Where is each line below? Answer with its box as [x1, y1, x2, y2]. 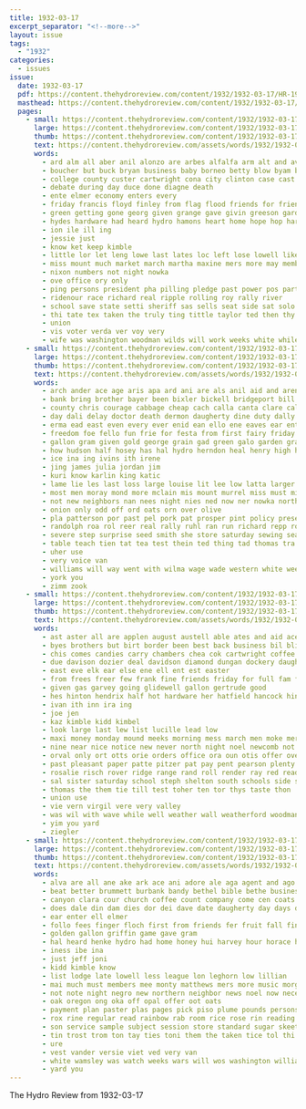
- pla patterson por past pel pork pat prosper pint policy [42, 513, 275, 523]
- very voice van [42, 555, 107, 565]
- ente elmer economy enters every [42, 192, 178, 201]
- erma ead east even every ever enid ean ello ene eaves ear [42, 420, 283, 430]
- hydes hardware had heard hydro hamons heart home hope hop [42, 216, 283, 226]
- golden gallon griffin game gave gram [42, 929, 198, 938]
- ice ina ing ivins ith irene [42, 454, 161, 463]
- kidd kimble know [42, 963, 117, 972]
